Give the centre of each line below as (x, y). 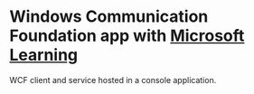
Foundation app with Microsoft (127, 36)
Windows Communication (109, 17)
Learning (44, 55)
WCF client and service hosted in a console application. (113, 80)
